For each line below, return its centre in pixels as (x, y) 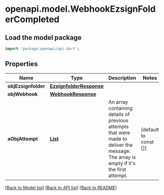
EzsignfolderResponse (77, 86)
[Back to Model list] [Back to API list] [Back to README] (61, 188)
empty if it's (122, 163)
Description (122, 78)
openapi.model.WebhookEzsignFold (81, 9)
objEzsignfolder (26, 86)
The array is (122, 157)
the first (117, 169)
